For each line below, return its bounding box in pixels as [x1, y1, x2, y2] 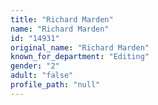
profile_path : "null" [10, 80, 101, 90]
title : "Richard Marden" [10, 14, 114, 25]
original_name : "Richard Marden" [10, 42, 150, 53]
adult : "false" [10, 71, 74, 81]
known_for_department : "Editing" [10, 52, 150, 62]
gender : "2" [10, 61, 60, 71]
